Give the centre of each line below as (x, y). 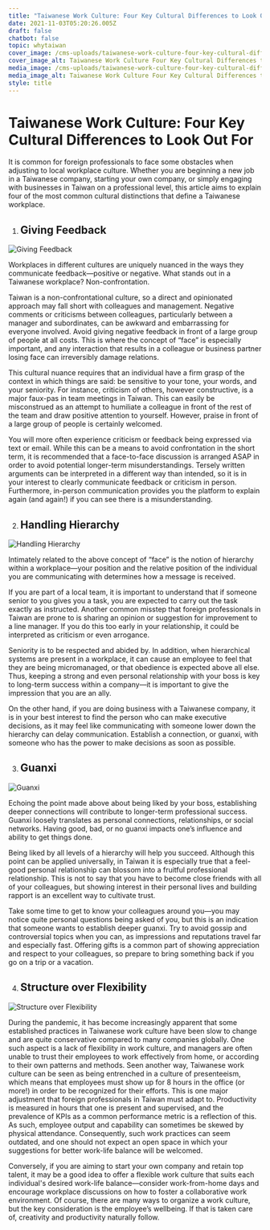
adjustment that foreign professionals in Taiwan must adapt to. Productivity (133, 1099)
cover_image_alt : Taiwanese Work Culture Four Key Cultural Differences (133, 61)
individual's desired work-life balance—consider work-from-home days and (134, 1183)
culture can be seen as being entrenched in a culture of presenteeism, (125, 1073)
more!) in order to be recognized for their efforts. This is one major (119, 1090)
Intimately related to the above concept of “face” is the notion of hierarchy (131, 560)
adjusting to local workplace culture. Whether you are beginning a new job (131, 170)
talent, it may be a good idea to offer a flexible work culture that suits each (131, 1175)
